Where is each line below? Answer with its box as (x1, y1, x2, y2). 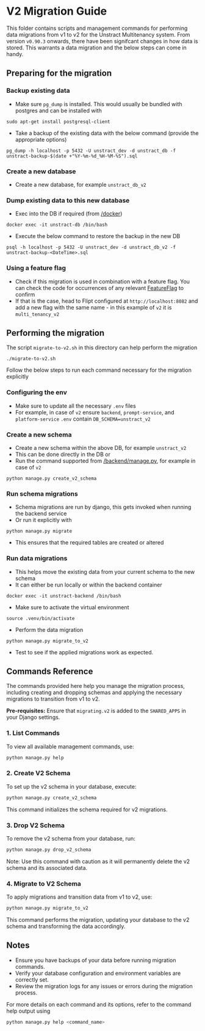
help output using (6, 1007, 51, 1015)
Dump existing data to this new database (6, 196, 130, 204)
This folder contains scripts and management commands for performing (6, 24, 188, 32)
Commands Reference (6, 666, 93, 676)
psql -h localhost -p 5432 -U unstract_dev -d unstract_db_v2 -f (6, 244, 176, 251)
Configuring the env (6, 388, 67, 397)
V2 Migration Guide (6, 4, 107, 18)
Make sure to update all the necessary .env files (15, 402, 136, 410)
